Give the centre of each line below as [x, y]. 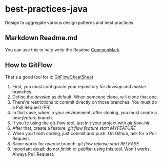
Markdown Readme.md [41, 38]
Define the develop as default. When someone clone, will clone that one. [85, 97]
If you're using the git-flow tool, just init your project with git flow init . [81, 123]
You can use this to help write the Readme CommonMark [62, 49]
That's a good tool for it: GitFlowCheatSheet [49, 77]
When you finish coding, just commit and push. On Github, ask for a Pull [84, 133]
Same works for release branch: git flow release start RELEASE [75, 143]
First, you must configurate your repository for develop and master [79, 86]
